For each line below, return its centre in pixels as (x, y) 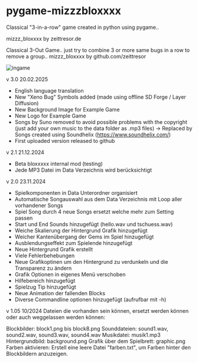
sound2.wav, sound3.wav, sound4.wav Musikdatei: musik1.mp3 (83, 335)
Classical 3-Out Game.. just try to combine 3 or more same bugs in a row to (98, 50)
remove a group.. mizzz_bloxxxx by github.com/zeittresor (76, 56)
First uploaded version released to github (65, 140)
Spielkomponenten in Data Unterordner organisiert (76, 192)
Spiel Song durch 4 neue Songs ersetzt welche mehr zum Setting (94, 211)
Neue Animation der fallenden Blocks (60, 293)
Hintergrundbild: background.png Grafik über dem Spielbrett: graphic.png (96, 341)
